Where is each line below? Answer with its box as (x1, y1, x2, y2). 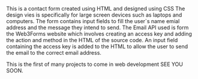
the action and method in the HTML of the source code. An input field (6, 37, 178, 43)
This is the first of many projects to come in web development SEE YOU (6, 61, 183, 68)
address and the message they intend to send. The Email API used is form (6, 24, 189, 31)
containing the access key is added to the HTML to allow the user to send (6, 43, 188, 50)
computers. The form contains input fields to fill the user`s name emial (6, 18, 180, 24)
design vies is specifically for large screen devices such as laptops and (6, 11, 182, 18)
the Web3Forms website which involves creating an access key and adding (6, 30, 192, 37)
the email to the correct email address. (6, 49, 102, 56)
